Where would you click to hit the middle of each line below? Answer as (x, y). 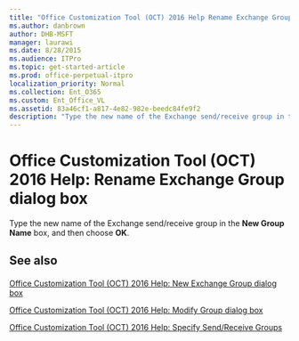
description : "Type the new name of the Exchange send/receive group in (147, 117)
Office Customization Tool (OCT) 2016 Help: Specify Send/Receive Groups (146, 328)
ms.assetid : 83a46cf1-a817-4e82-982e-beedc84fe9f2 (105, 109)
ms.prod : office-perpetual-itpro (71, 76)
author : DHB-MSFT (41, 34)
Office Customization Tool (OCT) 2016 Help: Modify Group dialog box (137, 310)
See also (33, 260)
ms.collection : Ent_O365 (55, 92)
